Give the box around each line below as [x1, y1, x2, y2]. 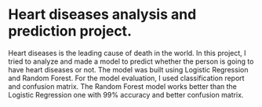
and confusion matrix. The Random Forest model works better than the [8, 81, 238, 91]
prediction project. [8, 22, 132, 40]
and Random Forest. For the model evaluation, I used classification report [8, 73, 245, 83]
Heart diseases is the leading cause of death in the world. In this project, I [8, 48, 246, 57]
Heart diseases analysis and [8, 6, 197, 24]
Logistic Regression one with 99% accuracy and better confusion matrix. [8, 90, 244, 99]
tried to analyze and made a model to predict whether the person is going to [8, 57, 254, 66]
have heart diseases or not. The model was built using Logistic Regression [8, 65, 249, 74]
